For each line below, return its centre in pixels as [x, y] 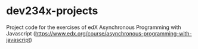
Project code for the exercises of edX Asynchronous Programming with [94, 27]
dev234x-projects [52, 11]
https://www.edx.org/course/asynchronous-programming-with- [113, 33]
